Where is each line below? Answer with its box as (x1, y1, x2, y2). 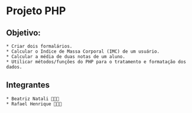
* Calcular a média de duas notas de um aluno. (6, 54, 126, 60)
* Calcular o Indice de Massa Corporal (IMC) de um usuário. (6, 49, 160, 54)
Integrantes (6, 80, 50, 90)
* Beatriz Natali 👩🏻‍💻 (6, 96, 60, 102)
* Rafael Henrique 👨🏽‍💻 (6, 101, 62, 107)
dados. (6, 64, 22, 70)
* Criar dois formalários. (6, 43, 73, 49)
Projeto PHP (6, 4, 66, 18)
